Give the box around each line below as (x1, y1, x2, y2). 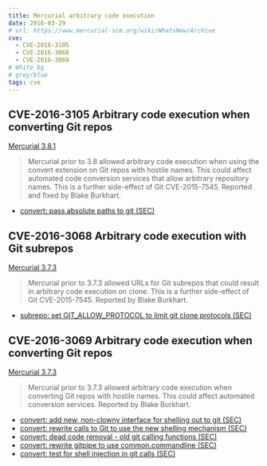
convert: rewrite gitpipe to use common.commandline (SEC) (19, 440, 217, 450)
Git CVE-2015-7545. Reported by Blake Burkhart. (27, 296, 189, 305)
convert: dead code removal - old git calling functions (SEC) (19, 432, 218, 441)
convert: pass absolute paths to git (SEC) (19, 206, 155, 216)
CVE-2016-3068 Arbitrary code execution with (8, 229, 247, 243)
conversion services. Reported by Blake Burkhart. (27, 399, 191, 409)
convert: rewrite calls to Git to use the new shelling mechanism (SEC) (19, 423, 247, 433)
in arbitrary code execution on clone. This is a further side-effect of (27, 287, 249, 296)
